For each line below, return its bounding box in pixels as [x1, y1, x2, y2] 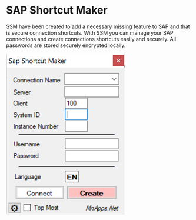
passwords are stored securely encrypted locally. [6, 42, 126, 49]
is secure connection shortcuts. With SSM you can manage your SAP [6, 29, 174, 36]
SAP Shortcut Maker [6, 4, 108, 17]
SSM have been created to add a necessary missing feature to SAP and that [6, 23, 190, 30]
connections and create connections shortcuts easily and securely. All [6, 35, 177, 42]
